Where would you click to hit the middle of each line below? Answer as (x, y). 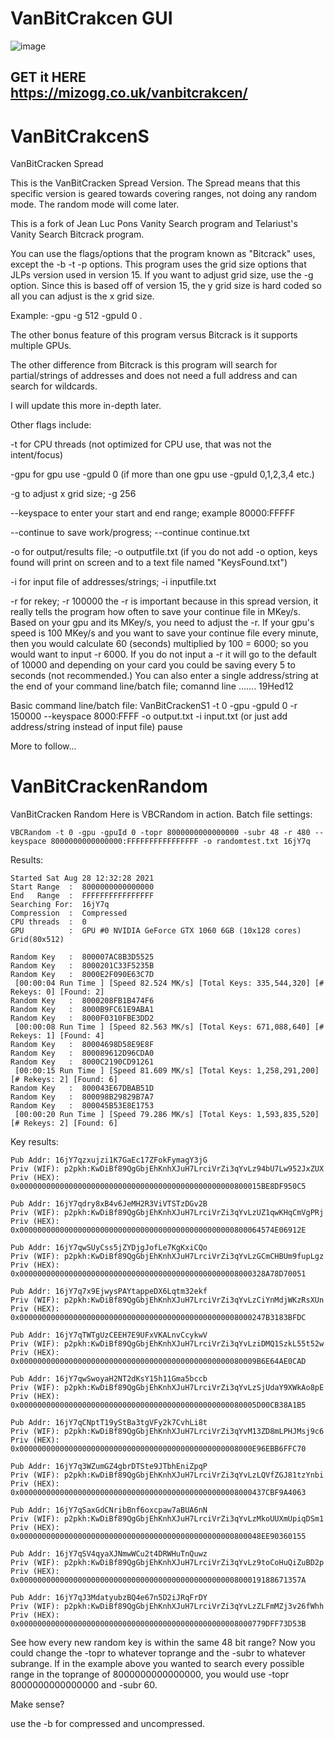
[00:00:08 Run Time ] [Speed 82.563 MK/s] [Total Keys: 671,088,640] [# (169, 1027)
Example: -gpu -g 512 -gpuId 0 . (76, 316)
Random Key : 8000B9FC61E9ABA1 (82, 1010)
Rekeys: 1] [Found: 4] (57, 1036)
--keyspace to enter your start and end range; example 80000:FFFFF (153, 513)
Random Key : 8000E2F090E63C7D (82, 975)
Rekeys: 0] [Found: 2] (57, 992)
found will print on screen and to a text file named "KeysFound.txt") (149, 563)
